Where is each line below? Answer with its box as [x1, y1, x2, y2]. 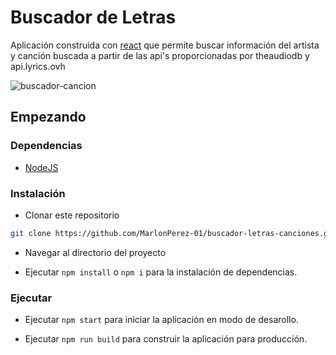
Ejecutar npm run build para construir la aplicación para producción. [24, 333, 308, 345]
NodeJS [24, 161, 59, 173]
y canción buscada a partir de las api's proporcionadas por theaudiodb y [10, 49, 310, 61]
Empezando [10, 109, 87, 126]
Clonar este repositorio [24, 209, 120, 221]
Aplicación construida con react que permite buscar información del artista [10, 39, 320, 51]
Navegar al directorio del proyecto [24, 246, 167, 258]
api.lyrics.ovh [10, 60, 66, 72]
